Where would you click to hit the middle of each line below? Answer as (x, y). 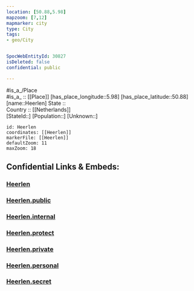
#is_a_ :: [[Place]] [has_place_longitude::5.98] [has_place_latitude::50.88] (97, 96)
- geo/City (20, 40)
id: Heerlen (21, 127)
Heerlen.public (29, 200)
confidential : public (34, 67)
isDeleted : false (28, 62)
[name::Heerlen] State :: (36, 103)
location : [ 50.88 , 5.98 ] (36, 12)
